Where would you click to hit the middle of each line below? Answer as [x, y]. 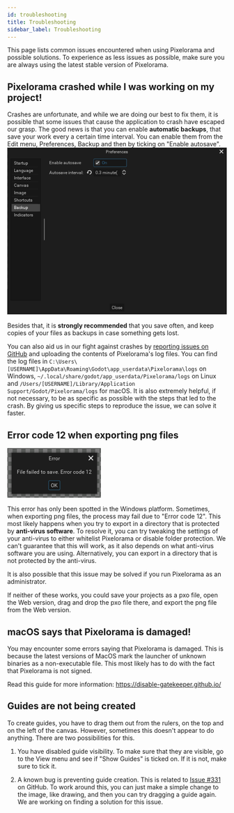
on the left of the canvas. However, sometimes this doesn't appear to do [111, 730]
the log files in [28, 362]
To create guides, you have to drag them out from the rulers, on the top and [116, 723]
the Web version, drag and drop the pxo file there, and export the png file [112, 603]
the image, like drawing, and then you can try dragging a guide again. [117, 794]
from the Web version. [39, 610]
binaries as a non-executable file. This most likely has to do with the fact [111, 664]
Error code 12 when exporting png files [93, 435]
